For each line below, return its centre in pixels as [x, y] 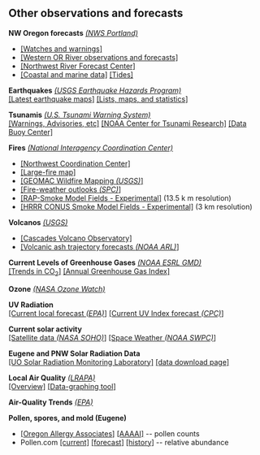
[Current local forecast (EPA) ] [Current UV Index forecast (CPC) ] [116, 313]
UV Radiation [31, 305]
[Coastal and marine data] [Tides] [77, 74]
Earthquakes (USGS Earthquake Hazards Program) [95, 90]
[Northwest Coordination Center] [75, 163]
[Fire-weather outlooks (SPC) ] [71, 189]
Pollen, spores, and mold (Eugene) [68, 418]
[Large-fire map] [48, 172]
